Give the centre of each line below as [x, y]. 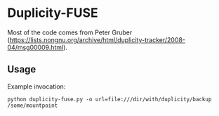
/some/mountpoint [33, 105]
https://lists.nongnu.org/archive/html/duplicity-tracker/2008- [98, 39]
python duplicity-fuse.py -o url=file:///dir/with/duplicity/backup [109, 99]
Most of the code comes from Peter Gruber [70, 32]
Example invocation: [36, 86]
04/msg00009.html [35, 47]
